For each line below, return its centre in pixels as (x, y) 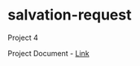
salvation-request (70, 15)
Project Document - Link (49, 53)
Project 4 (23, 37)
